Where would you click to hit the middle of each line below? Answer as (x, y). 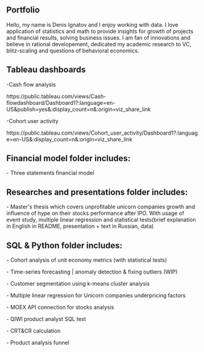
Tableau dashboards (46, 70)
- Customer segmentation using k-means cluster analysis (78, 284)
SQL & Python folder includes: (65, 245)
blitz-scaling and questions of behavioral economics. (73, 51)
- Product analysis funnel (38, 343)
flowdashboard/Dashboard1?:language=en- (61, 102)
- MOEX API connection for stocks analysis (60, 308)
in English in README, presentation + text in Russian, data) (80, 226)
